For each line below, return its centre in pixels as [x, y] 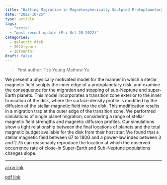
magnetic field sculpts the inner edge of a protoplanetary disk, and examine [83, 85]
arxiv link [14, 168]
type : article [20, 19]
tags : [11, 24]
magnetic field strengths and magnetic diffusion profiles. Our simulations [80, 122]
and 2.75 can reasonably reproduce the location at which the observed [78, 143]
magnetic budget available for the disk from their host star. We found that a [82, 132]
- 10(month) [22, 51]
